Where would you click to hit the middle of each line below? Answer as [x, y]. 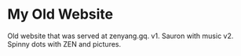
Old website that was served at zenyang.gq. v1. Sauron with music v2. [120, 36]
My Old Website [60, 14]
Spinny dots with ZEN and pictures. [64, 44]
